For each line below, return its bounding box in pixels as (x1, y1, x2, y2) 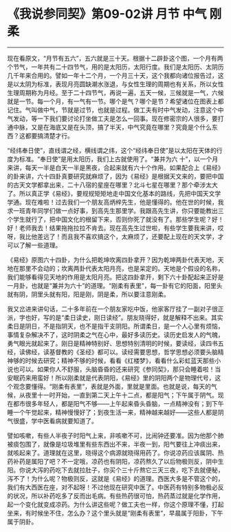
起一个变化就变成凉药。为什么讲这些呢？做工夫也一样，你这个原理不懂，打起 (7, 500, 224, 509)
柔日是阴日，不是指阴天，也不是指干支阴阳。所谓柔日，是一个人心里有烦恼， (7, 322, 224, 330)
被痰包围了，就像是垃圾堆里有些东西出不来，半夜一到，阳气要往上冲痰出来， (7, 440, 224, 448)
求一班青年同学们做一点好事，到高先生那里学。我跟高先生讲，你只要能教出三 (7, 206, 224, 214)
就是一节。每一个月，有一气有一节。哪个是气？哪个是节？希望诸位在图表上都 (7, 97, 224, 105)
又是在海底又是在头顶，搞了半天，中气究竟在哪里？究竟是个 (30, 123, 200, 131)
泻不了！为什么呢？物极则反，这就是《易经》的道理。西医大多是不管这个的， (7, 474, 224, 482)
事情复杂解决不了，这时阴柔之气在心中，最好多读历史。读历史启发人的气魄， (7, 330, 224, 338)
